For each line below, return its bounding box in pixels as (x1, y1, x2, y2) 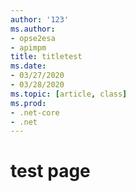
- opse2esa (10, 33, 56, 43)
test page (10, 160, 91, 183)
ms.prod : (10, 98, 47, 108)
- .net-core (10, 107, 60, 118)
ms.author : (10, 24, 56, 34)
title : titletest (10, 52, 83, 62)
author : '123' (10, 14, 70, 25)
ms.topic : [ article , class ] (10, 89, 128, 99)
